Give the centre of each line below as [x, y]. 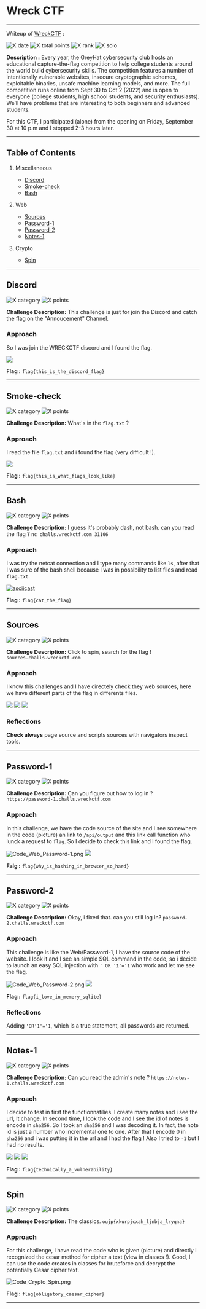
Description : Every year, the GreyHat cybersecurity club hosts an [90, 57]
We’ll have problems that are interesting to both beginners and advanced [98, 103]
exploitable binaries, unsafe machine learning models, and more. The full [98, 83]
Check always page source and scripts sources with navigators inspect [97, 735]
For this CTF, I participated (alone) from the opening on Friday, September [100, 121]
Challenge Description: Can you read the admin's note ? [78, 1077]
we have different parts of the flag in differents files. [72, 693]
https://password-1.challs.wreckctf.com [59, 800]
